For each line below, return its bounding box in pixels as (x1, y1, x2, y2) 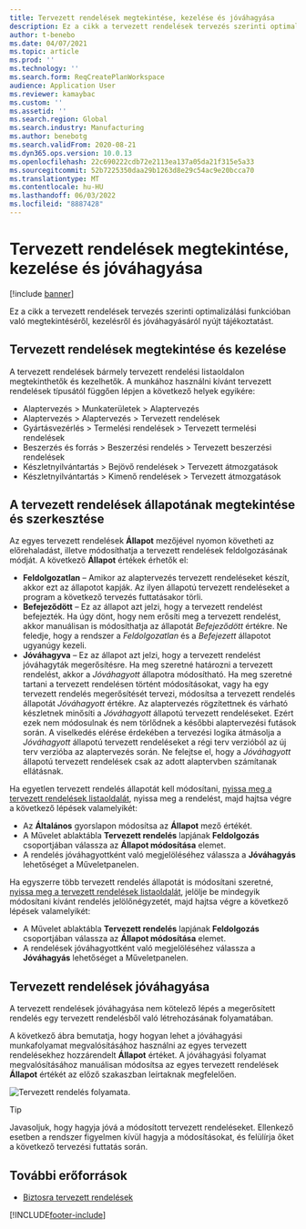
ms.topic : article (9, 47, 79, 56)
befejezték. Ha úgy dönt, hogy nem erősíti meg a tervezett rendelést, (22, 611, 281, 622)
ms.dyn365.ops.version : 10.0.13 (9, 148, 132, 157)
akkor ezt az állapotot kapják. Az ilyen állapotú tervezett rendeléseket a (22, 582, 290, 593)
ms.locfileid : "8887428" (9, 199, 104, 209)
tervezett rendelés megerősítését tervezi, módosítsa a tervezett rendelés (22, 688, 296, 699)
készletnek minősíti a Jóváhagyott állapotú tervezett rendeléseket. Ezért (22, 707, 294, 719)
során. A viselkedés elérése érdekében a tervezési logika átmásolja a (22, 727, 282, 738)
